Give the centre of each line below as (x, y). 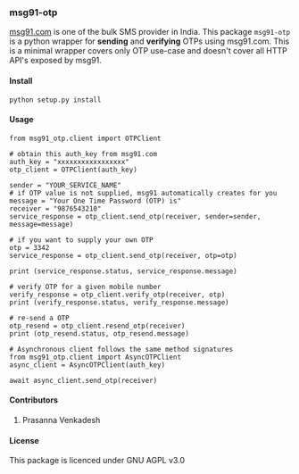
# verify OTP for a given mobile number (86, 287)
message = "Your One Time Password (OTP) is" (95, 201)
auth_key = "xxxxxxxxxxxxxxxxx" (69, 162)
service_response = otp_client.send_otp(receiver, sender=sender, (135, 216)
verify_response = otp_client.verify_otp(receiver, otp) (117, 295)
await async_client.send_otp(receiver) (83, 380)
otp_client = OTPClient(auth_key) (74, 170)
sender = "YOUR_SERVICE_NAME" (66, 185)
